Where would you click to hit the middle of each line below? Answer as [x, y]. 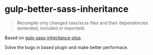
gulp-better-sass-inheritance [67, 9]
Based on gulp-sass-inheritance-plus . [43, 38]
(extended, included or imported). [51, 28]
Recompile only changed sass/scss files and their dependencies [82, 23]
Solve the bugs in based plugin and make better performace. [67, 47]
